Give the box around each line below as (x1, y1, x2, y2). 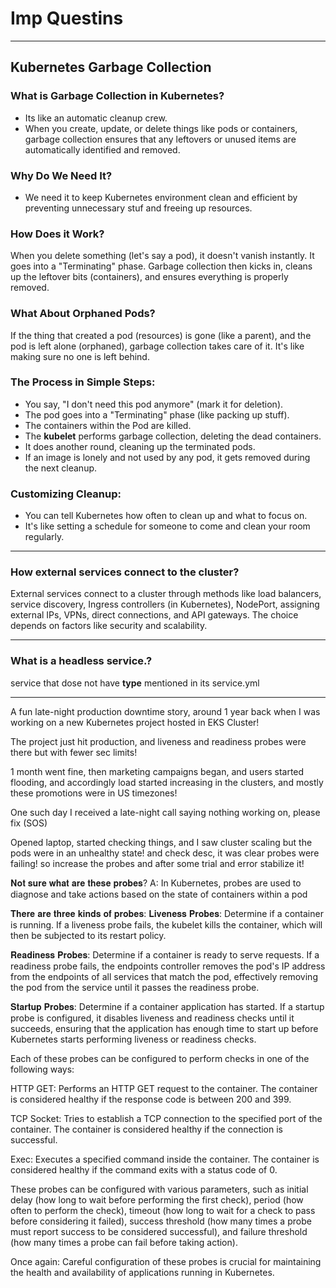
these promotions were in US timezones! (10, 787, 178, 799)
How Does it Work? (10, 227, 105, 241)
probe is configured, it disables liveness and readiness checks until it (10, 1012, 295, 1024)
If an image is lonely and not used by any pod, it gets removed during (24, 451, 311, 463)
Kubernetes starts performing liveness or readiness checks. (10, 1033, 257, 1045)
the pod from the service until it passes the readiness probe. (10, 981, 260, 993)
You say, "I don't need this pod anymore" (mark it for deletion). (24, 398, 284, 410)
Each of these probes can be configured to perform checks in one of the (10, 1052, 310, 1064)
